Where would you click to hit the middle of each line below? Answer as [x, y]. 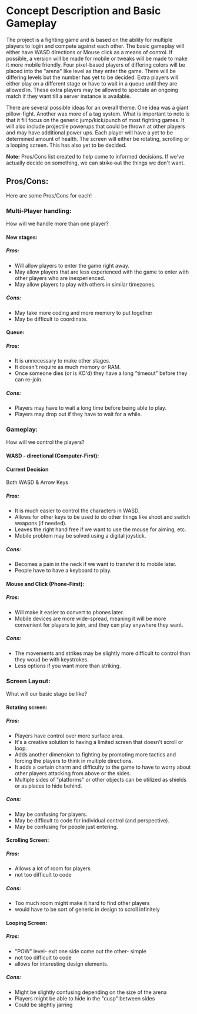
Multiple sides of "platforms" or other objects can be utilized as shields [101, 779]
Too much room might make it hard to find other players [82, 903]
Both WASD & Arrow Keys [37, 482]
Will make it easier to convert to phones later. [69, 612]
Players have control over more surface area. [69, 736]
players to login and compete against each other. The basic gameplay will [95, 46]
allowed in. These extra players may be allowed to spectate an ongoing [92, 90]
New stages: [22, 237]
